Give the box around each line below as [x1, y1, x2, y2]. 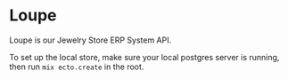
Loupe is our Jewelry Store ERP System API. [9, 35, 172, 45]
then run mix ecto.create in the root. [9, 61, 144, 72]
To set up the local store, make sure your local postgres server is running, [9, 51, 280, 62]
